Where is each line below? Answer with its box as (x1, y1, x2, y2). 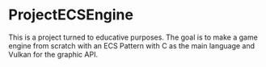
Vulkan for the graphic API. (8, 49, 99, 59)
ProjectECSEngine (8, 6, 133, 24)
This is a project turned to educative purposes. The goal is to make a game (8, 32, 259, 42)
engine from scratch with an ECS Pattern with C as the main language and (8, 40, 255, 50)
